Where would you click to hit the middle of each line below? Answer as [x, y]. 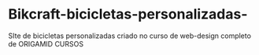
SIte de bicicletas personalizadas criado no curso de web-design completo [130, 36]
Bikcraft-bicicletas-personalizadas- [128, 14]
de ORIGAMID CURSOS [46, 43]
